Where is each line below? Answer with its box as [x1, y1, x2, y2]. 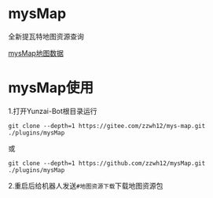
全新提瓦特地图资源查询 [8, 31, 84, 41]
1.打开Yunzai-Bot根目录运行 [8, 106, 97, 115]
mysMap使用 [8, 79, 94, 97]
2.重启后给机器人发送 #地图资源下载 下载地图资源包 [8, 181, 163, 190]
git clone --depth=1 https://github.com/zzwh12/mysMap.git [8, 159, 206, 167]
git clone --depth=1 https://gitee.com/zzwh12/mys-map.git [8, 122, 206, 130]
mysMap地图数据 [8, 48, 64, 57]
